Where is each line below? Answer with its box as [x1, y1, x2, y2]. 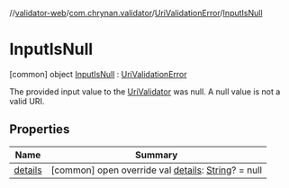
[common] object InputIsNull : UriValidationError [9, 68, 187, 79]
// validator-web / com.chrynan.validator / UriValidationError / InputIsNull [9, 8, 263, 18]
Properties [9, 121, 70, 138]
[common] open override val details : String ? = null [50, 164, 263, 176]
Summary [134, 148, 178, 161]
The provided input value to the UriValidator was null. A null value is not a [9, 85, 281, 97]
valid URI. [9, 95, 45, 106]
